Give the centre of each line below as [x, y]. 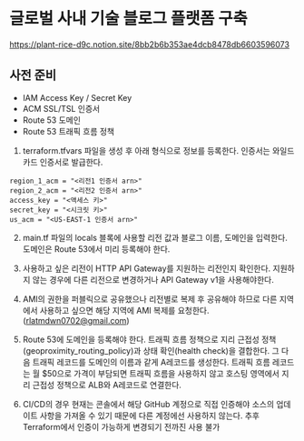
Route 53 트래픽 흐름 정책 [69, 131]
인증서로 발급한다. [71, 162]
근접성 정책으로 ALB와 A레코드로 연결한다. [107, 385]
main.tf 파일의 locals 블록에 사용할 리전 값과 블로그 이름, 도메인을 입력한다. [155, 237]
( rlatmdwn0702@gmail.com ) [76, 320]
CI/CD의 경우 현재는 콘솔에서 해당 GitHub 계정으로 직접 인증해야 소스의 [148, 404]
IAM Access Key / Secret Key [77, 97]
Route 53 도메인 [52, 120]
